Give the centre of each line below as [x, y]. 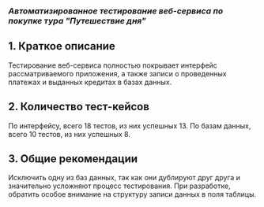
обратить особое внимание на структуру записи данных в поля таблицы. [132, 194]
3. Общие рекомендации [73, 159]
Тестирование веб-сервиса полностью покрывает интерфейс [113, 65]
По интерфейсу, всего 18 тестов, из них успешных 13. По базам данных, [130, 126]
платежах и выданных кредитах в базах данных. [90, 82]
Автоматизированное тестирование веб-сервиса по [116, 11]
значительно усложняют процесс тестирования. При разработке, [119, 186]
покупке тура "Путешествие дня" [77, 20]
